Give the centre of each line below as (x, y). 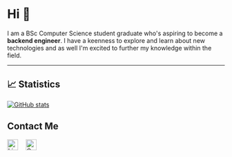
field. (14, 55)
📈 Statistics (34, 85)
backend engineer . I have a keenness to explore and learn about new (106, 40)
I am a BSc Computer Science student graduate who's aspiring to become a (115, 33)
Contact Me (33, 126)
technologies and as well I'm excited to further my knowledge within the (109, 48)
